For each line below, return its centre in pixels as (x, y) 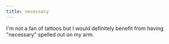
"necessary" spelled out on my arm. (50, 34)
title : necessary (28, 11)
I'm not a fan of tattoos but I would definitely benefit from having (85, 28)
